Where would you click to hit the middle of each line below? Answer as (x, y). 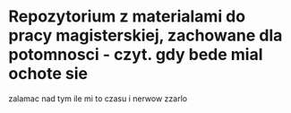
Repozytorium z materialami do (127, 17)
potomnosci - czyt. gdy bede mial (136, 55)
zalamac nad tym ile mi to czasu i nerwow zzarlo (98, 98)
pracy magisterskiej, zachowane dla (145, 35)
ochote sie (48, 74)
